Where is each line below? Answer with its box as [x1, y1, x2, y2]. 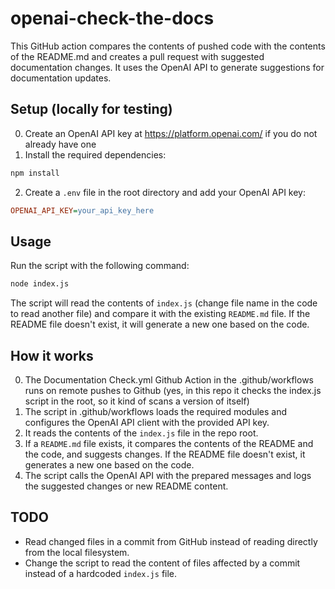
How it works [10, 347, 94, 364]
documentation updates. [10, 72, 112, 84]
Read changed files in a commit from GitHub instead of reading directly [24, 535, 318, 547]
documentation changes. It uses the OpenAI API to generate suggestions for [10, 61, 325, 73]
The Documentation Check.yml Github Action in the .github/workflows [24, 374, 314, 386]
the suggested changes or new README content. [24, 480, 229, 492]
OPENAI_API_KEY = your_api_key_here [10, 205, 155, 216]
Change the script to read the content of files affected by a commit [24, 557, 301, 569]
